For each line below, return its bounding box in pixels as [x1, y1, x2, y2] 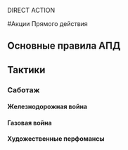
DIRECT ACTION [7, 6, 55, 14]
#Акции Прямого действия [7, 20, 88, 27]
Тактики [7, 63, 46, 76]
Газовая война [7, 118, 52, 127]
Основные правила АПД [7, 40, 121, 52]
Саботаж [7, 85, 40, 94]
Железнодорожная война [7, 102, 88, 111]
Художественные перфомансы [7, 135, 105, 143]
